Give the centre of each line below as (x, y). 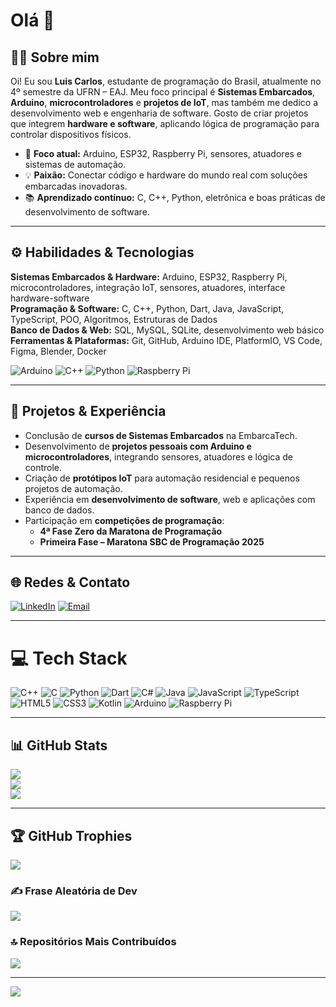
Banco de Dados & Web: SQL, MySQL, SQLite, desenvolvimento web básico (167, 330)
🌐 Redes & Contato (70, 582)
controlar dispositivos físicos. (71, 134)
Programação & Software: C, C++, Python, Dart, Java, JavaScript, (147, 308)
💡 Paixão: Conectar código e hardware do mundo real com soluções (166, 175)
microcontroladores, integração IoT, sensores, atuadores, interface (148, 287)
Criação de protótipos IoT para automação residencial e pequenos (162, 478)
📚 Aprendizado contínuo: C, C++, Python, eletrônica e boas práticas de (175, 197)
